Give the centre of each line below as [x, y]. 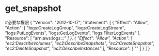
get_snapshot [33, 8]
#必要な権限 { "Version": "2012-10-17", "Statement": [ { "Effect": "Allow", [77, 22]
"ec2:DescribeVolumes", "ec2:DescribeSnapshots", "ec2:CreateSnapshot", [80, 43]
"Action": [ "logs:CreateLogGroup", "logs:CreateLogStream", [65, 28]
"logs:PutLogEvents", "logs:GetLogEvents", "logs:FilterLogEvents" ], [73, 33]
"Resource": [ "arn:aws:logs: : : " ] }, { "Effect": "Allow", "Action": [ [69, 38]
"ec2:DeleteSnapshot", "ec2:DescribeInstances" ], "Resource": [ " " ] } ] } [78, 48]
